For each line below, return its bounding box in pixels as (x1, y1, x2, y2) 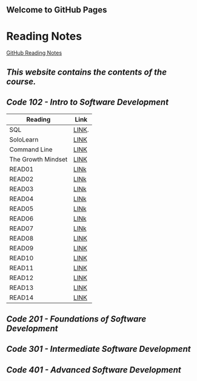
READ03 (9, 185, 34, 193)
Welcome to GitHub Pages (6, 5, 107, 15)
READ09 (9, 244, 34, 252)
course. (6, 76, 36, 87)
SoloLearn (9, 135, 39, 143)
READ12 (9, 273, 34, 282)
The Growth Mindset (9, 155, 68, 163)
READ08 (9, 234, 34, 242)
